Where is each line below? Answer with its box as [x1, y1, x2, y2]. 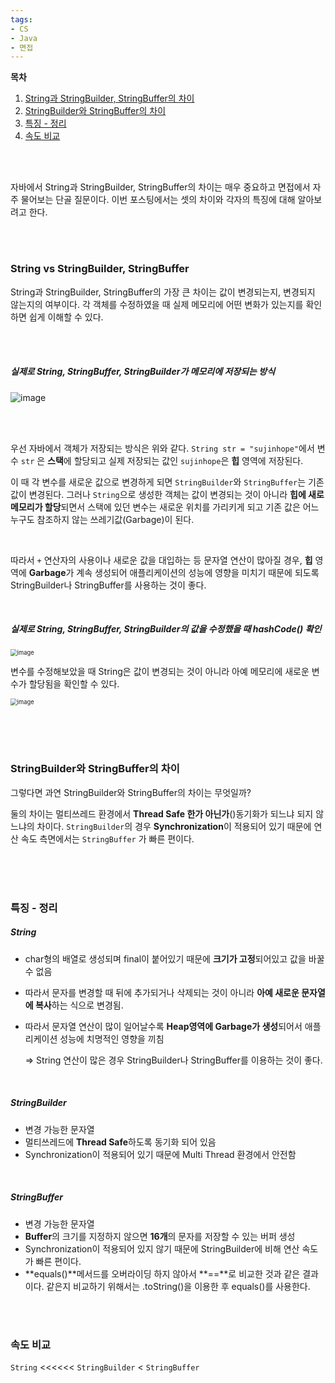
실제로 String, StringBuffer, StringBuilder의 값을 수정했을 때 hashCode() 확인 [10, 623, 322, 635]
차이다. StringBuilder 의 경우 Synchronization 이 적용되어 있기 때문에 [36, 820, 312, 832]
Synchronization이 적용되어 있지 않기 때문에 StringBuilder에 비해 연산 [24, 1242, 300, 1255]
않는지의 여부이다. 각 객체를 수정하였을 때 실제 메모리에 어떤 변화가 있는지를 [10, 298, 304, 310]
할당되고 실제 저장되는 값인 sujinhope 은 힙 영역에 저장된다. [73, 454, 304, 466]
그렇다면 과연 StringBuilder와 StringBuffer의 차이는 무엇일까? [10, 786, 252, 798]
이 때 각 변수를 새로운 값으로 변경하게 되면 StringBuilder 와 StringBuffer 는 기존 [10, 476, 325, 488]
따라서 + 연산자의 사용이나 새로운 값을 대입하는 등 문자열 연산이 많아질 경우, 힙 [10, 554, 313, 566]
